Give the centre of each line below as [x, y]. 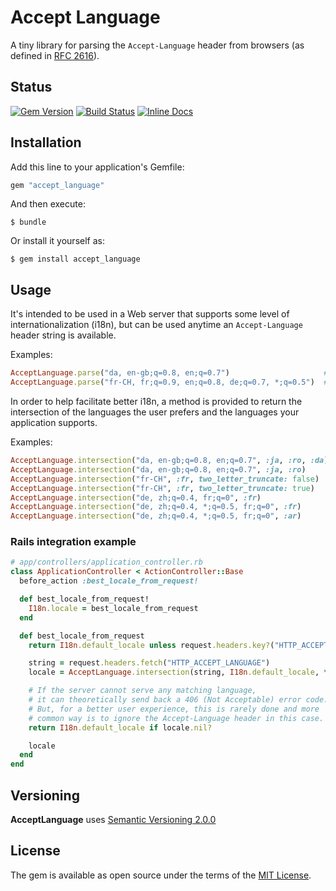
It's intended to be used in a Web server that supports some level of [150, 314]
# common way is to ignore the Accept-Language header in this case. [176, 718]
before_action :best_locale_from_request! [109, 581]
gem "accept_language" [57, 185]
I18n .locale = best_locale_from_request [113, 608]
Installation [46, 142]
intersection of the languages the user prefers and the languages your [155, 412]
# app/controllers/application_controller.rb [106, 562]
